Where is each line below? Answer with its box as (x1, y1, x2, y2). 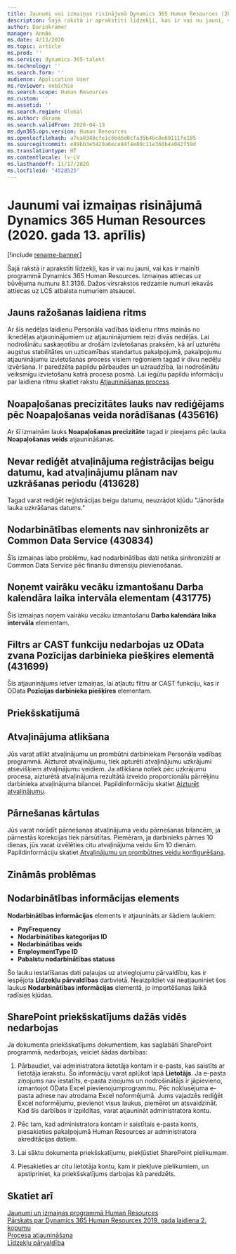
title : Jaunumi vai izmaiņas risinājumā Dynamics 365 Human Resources (7, 10, 218, 18)
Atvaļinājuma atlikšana (7, 731, 110, 743)
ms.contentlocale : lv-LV (7, 154, 80, 162)
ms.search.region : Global (7, 108, 83, 115)
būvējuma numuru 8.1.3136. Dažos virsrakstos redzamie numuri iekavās (7, 279, 214, 287)
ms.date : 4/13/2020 (7, 37, 65, 44)
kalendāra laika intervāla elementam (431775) (7, 592, 212, 604)
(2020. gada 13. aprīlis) (7, 227, 146, 243)
